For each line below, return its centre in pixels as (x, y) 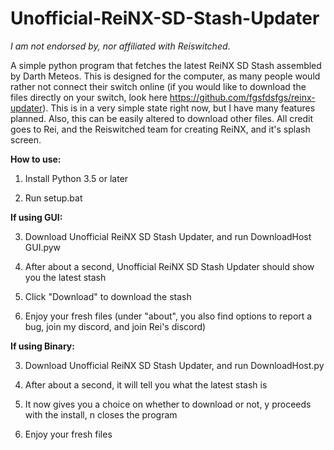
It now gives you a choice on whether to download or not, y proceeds (168, 404)
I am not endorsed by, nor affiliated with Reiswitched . (120, 46)
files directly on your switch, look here (89, 97)
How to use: (36, 159)
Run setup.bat (53, 198)
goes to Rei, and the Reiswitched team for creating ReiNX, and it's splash (160, 129)
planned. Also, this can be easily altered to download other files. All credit (162, 118)
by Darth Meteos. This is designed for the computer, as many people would (165, 76)
